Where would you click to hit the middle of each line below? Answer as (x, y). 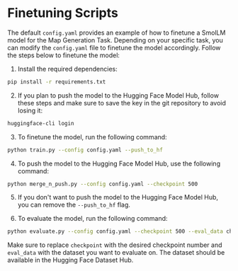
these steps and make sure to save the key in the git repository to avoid (122, 103)
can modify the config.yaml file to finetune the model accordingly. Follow (114, 47)
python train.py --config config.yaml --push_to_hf (85, 150)
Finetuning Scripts (63, 13)
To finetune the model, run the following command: (92, 137)
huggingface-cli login (41, 123)
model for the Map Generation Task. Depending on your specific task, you (115, 40)
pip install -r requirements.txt (57, 82)
